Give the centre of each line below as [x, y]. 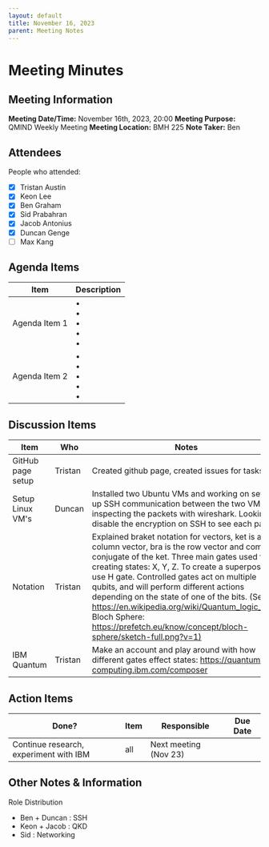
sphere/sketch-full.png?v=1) [147, 637]
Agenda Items [44, 268]
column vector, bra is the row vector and [168, 547]
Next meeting [176, 745]
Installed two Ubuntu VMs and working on [171, 494]
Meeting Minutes [66, 70]
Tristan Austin [43, 187]
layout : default [35, 16]
